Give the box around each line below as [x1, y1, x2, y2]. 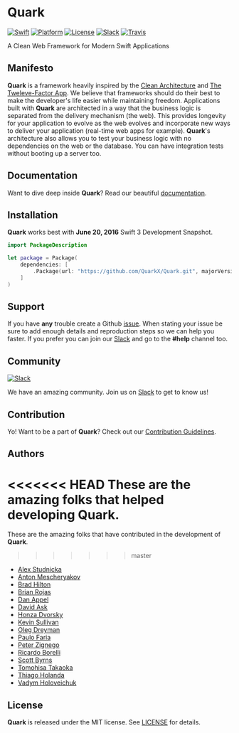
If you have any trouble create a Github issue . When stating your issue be [7, 319, 223, 328]
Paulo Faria [17, 633, 51, 642]
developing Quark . [7, 506, 119, 523]
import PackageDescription [7, 242, 87, 249]
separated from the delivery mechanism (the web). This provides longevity [7, 111, 226, 119]
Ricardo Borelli [17, 648, 61, 657]
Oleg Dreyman [17, 626, 60, 634]
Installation [7, 209, 58, 221]
